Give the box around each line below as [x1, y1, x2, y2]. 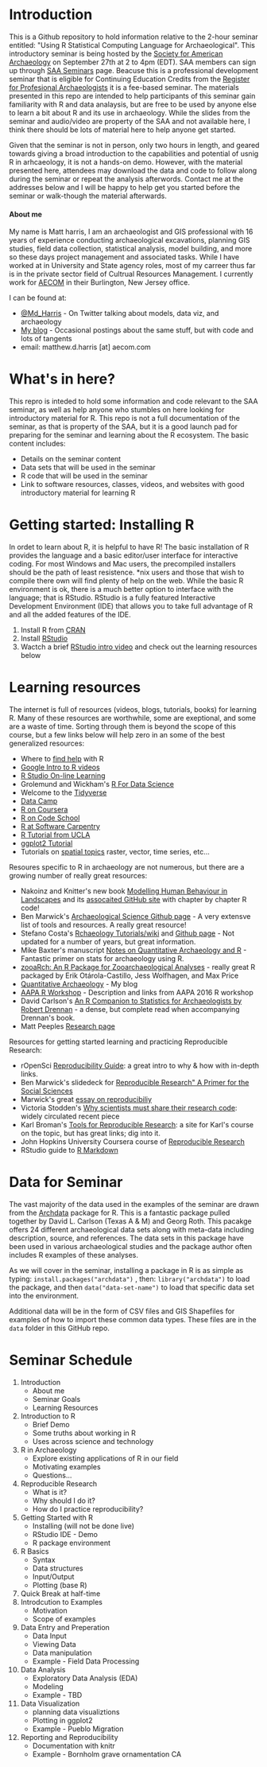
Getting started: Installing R [9, 516, 195, 534]
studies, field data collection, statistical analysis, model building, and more [9, 244, 253, 254]
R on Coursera [20, 804, 68, 814]
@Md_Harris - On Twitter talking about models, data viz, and [20, 309, 219, 318]
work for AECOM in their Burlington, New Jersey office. [9, 278, 190, 287]
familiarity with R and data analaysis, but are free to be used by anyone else [9, 99, 257, 109]
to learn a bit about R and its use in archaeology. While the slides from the [9, 107, 251, 117]
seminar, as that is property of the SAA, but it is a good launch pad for [9, 422, 238, 431]
